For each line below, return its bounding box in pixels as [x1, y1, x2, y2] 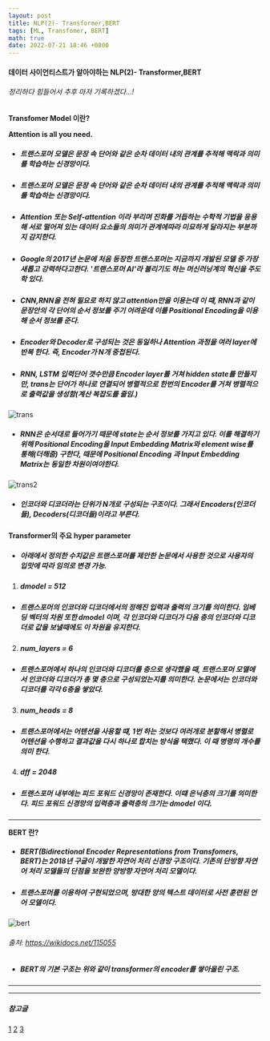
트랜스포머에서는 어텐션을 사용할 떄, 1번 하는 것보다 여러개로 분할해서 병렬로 [19, 726, 254, 736]
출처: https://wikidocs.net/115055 [8, 938, 116, 947]
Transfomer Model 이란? [8, 113, 91, 123]
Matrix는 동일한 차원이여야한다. [19, 459, 120, 468]
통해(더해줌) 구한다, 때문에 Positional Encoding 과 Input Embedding [19, 449, 240, 459]
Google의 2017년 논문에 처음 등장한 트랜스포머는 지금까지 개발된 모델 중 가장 [19, 254, 259, 263]
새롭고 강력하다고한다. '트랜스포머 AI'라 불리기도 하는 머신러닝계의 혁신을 [19, 263, 247, 273]
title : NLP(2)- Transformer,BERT [8, 19, 120, 27]
